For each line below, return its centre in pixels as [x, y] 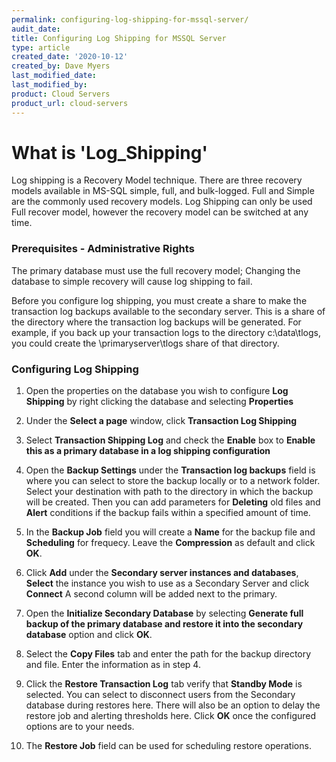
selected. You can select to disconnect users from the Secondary [160, 695]
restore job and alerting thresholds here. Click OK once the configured [171, 716]
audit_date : [36, 29]
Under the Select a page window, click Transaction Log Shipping [161, 421]
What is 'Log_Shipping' [109, 152]
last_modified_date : [54, 76]
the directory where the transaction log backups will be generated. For [156, 322]
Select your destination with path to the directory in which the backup [169, 492]
